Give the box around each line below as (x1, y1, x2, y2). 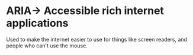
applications (6, 16, 69, 30)
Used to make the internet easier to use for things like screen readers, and (6, 36, 188, 43)
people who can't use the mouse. (6, 42, 88, 49)
